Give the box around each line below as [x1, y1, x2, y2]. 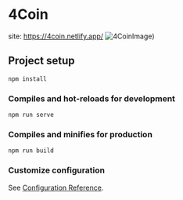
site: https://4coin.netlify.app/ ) [8, 31, 155, 41]
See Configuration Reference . [8, 183, 104, 192]
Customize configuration [8, 165, 106, 176]
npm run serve [8, 111, 55, 119]
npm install [8, 75, 47, 83]
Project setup [8, 54, 76, 67]
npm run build [8, 147, 55, 155]
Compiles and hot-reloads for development [8, 93, 176, 104]
